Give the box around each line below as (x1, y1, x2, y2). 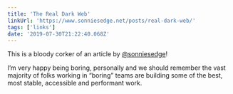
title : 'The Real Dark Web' (7, 10, 91, 18)
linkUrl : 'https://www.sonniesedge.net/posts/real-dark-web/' (7, 17, 196, 24)
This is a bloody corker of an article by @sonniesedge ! (7, 50, 168, 58)
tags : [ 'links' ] (7, 23, 56, 31)
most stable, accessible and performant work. (7, 79, 143, 88)
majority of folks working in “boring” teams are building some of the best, (7, 71, 223, 80)
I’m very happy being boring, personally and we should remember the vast (7, 63, 226, 72)
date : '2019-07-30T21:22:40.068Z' (7, 30, 110, 38)
